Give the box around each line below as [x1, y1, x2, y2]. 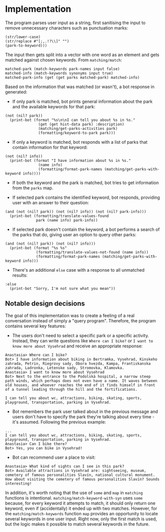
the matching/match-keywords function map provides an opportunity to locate [5, 510, 159, 516]
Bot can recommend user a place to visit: [12, 454, 96, 460]
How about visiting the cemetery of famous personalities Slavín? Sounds [5, 476, 160, 482]
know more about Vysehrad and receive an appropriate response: [12, 343, 143, 349]
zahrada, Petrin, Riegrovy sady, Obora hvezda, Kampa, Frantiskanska [5, 361, 151, 366]
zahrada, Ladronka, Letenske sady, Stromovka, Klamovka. [5, 365, 125, 370]
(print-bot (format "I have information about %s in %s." [9, 158, 132, 163]
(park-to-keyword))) [5, 43, 48, 48]
